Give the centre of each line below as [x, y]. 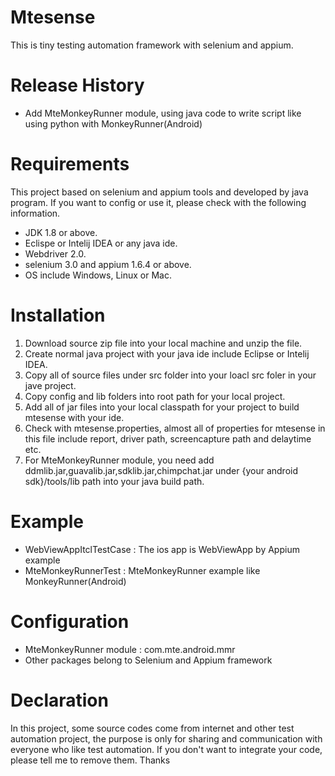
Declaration [59, 700]
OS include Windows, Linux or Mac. [98, 275]
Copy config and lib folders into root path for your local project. [155, 396]
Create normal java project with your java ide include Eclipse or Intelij [167, 353]
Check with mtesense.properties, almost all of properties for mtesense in [175, 428]
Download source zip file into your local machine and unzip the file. [163, 343]
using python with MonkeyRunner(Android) [113, 123]
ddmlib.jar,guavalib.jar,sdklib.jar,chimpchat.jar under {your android [161, 470]
